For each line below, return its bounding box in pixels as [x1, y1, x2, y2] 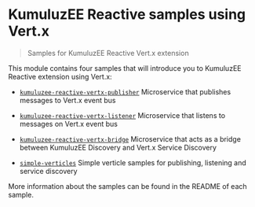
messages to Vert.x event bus [19, 95, 116, 105]
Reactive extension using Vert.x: [8, 72, 112, 81]
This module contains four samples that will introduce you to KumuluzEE [8, 63, 242, 72]
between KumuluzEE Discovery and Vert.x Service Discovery [19, 142, 217, 152]
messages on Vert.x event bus [19, 119, 118, 128]
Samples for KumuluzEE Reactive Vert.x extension [27, 48, 190, 57]
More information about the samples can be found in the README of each [8, 181, 247, 190]
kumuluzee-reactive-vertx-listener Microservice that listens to [19, 110, 226, 120]
